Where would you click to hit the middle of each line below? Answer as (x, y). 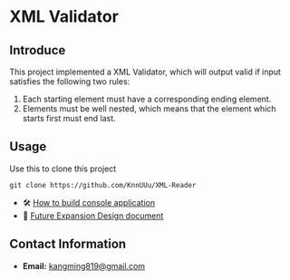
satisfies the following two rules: (70, 82)
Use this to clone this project (63, 169)
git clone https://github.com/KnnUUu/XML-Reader (103, 185)
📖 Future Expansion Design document (93, 216)
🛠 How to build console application (89, 202)
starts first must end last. (69, 118)
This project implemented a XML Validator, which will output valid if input (145, 72)
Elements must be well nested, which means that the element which (149, 109)
